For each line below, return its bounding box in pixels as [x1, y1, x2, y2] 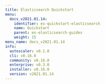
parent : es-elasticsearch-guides [14, 30, 83, 35]
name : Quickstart [14, 26, 50, 31]
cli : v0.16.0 [9, 53, 36, 58]
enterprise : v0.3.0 [9, 62, 50, 67]
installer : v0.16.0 [9, 67, 50, 72]
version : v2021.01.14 [9, 72, 54, 77]
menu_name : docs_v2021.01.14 [5, 40, 65, 44]
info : [5, 44, 16, 49]
